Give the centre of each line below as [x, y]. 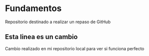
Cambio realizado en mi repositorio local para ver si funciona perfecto [75, 48]
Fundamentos [33, 8]
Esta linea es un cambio [41, 37]
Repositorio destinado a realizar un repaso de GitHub [58, 22]
